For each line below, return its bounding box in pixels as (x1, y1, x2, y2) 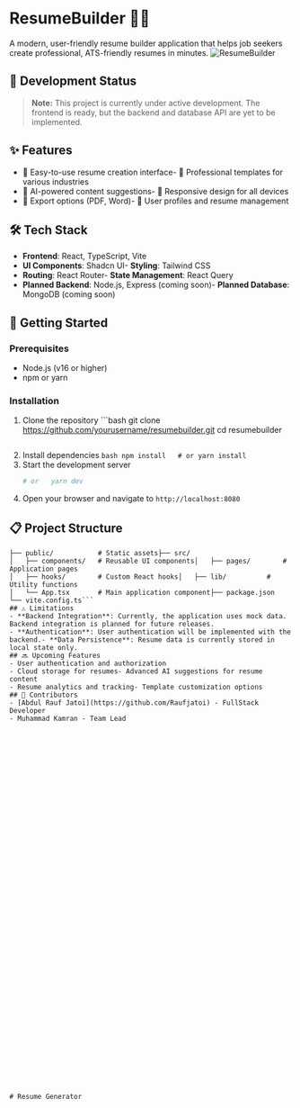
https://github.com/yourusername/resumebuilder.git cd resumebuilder (22, 425, 283, 436)
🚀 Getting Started (9, 315, 109, 330)
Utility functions (9, 581, 78, 590)
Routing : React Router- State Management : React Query (22, 270, 234, 281)
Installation (9, 394, 60, 407)
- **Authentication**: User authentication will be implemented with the (9, 627, 292, 637)
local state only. (9, 644, 78, 653)
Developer (9, 707, 47, 716)
